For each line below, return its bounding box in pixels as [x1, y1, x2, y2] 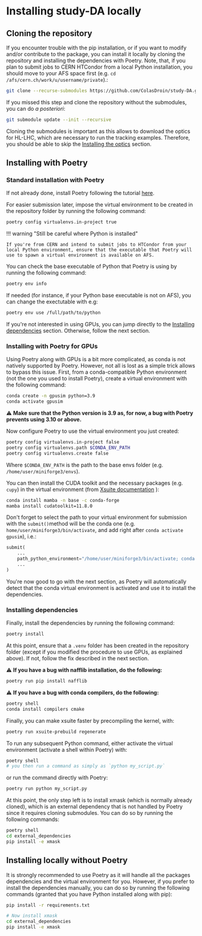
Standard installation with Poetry [6, 176, 105, 184]
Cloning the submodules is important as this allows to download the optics [6, 128, 191, 135]
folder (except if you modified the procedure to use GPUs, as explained [6, 648, 183, 656]
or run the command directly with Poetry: [6, 774, 108, 781]
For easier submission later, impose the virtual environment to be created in [6, 201, 194, 208]
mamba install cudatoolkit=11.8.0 [6, 503, 93, 509]
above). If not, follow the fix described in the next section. [6, 655, 149, 662]
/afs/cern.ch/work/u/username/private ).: [6, 76, 108, 83]
